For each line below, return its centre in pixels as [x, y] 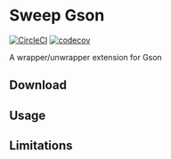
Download [38, 85]
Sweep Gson [57, 16]
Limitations [41, 146]
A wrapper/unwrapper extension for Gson [85, 57]
